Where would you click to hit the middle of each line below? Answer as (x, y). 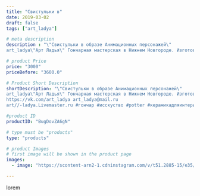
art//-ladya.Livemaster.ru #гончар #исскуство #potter (76, 105)
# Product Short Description (42, 83)
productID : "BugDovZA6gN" (38, 121)
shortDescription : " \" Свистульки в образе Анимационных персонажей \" (94, 88)
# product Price (26, 61)
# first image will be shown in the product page (69, 154)
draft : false (22, 23)
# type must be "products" (40, 132)
